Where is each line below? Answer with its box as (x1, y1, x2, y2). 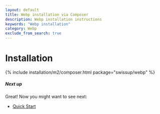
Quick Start (12, 103, 36, 109)
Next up (5, 81, 22, 87)
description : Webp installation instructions (5, 17, 102, 22)
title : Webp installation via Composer (5, 12, 89, 17)
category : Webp (5, 26, 37, 31)
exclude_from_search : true (5, 31, 62, 36)
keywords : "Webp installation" (5, 21, 71, 27)
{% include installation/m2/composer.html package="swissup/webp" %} (5, 69, 155, 75)
